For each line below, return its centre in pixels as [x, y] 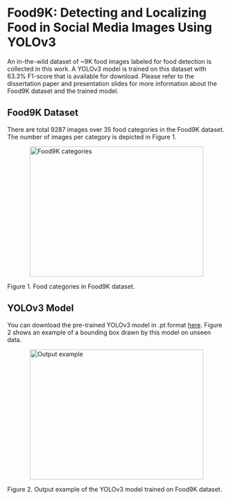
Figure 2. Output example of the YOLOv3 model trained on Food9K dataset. [115, 489]
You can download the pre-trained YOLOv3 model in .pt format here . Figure [115, 325]
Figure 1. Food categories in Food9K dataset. [71, 286]
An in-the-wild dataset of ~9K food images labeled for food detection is [109, 61]
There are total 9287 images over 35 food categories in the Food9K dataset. [116, 129]
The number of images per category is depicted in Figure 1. [92, 137]
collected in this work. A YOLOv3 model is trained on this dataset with [107, 69]
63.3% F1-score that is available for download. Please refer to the [101, 76]
